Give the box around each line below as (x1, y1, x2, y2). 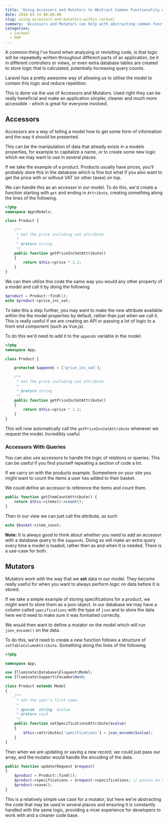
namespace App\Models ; (5, 209, 52, 214)
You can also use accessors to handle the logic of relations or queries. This (5, 455, 160, 461)
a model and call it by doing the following (5, 284, 90, 290)
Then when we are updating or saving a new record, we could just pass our (5, 749, 161, 755)
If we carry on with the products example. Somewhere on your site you (5, 470, 151, 476)
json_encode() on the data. (5, 627, 60, 633)
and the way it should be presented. (5, 133, 79, 140)
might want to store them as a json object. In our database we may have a (5, 601, 157, 607)
